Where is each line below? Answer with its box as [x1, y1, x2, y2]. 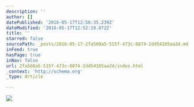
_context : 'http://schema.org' [6, 68, 83, 74]
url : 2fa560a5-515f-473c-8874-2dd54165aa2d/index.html [6, 63, 144, 69]
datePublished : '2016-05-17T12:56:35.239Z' [6, 19, 115, 25]
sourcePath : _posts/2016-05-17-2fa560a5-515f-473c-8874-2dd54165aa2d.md [6, 42, 189, 47]
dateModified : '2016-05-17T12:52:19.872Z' [6, 25, 112, 31]
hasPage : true [6, 52, 41, 58]
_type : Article [6, 74, 44, 80]
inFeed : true [6, 47, 38, 53]
